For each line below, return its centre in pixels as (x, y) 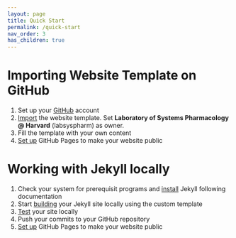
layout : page (27, 14)
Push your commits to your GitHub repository (84, 219)
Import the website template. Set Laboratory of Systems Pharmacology (123, 118)
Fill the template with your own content (74, 133)
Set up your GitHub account (58, 110)
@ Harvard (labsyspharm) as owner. (71, 126)
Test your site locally (48, 211)
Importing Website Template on (102, 76)
